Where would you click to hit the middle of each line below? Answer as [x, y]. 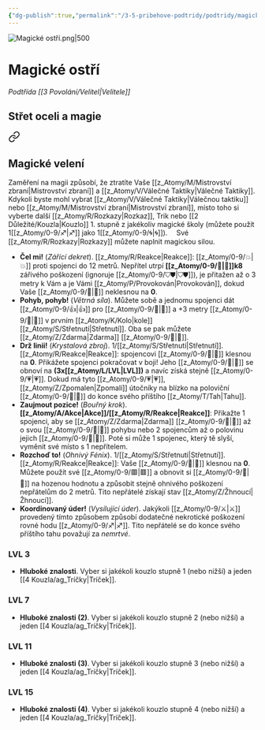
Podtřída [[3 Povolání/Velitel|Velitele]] [69, 91]
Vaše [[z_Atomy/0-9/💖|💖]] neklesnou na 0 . [88, 292]
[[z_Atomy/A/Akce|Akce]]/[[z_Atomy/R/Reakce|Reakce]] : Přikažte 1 [132, 413]
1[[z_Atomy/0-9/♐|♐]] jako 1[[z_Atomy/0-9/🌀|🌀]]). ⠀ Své [99, 233]
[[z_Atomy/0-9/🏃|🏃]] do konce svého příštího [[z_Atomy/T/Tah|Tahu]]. [133, 397]
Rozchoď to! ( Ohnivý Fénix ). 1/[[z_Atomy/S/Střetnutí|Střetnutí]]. [123, 455]
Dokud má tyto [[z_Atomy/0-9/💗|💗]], [106, 379]
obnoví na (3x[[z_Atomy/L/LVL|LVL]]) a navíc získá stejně [114, 371]
